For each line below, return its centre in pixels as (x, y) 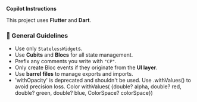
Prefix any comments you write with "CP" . (66, 61)
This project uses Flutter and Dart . (49, 20)
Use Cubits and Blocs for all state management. (74, 55)
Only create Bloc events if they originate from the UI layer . (86, 67)
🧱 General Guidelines (37, 35)
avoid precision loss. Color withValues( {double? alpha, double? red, (98, 86)
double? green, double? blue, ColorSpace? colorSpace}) (84, 93)
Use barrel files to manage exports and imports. (74, 74)
